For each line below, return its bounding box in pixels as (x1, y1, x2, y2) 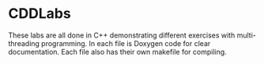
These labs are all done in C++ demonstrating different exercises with (8, 30, 236, 40)
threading (8, 38, 40, 48)
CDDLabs (8, 5, 71, 23)
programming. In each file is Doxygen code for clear (40, 38, 211, 48)
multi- (236, 30, 257, 40)
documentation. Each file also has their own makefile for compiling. (8, 47, 227, 56)
